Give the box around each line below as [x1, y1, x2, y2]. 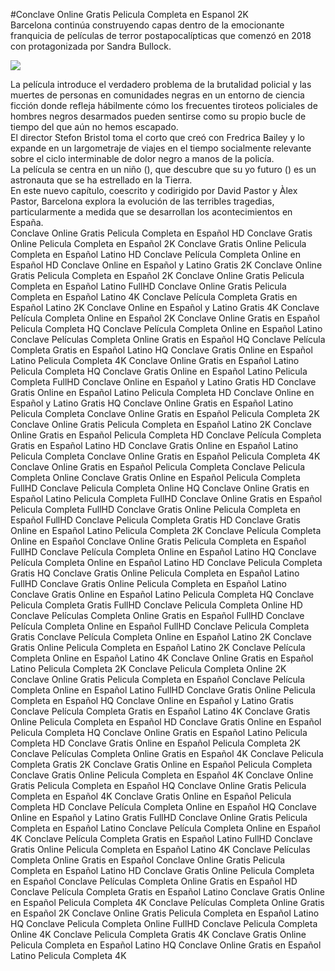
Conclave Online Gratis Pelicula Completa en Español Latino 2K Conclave [10, 419, 313, 430]
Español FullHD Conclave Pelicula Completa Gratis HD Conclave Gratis [10, 514, 301, 526]
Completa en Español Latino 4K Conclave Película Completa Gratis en [10, 291, 298, 303]
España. [10, 217, 44, 228]
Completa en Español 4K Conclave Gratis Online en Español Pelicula [10, 790, 292, 802]
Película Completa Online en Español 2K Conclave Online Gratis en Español [10, 312, 320, 324]
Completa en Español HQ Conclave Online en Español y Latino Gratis [10, 695, 294, 706]
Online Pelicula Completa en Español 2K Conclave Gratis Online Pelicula [10, 238, 307, 249]
